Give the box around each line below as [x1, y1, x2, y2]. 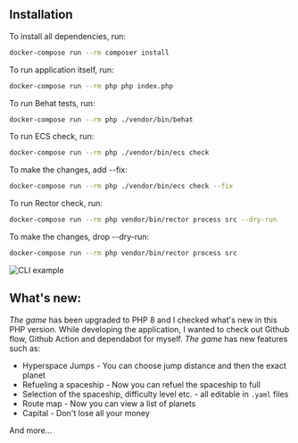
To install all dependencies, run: [9, 30, 127, 41]
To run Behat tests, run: [9, 97, 95, 108]
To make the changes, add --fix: [9, 164, 128, 175]
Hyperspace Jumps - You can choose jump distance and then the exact [21, 360, 287, 371]
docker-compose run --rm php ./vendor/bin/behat [9, 115, 194, 124]
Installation [9, 7, 73, 22]
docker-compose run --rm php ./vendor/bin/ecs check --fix [9, 182, 234, 191]
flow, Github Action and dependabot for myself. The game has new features [9, 333, 288, 344]
